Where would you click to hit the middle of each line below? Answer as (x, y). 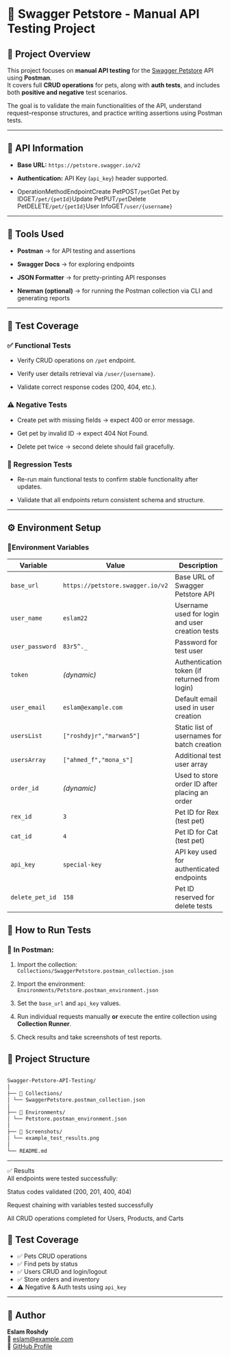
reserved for (194, 897)
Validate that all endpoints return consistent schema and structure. (111, 500)
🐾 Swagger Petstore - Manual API (103, 14)
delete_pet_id (34, 897)
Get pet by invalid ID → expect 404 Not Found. (83, 433)
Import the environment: (51, 984)
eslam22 (75, 618)
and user (189, 623)
